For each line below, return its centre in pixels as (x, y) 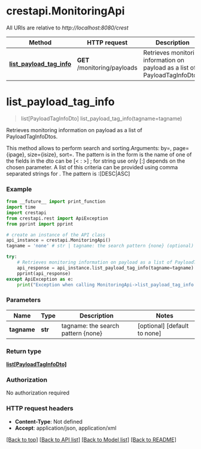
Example (19, 189)
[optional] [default (163, 325)
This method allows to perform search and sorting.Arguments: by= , (89, 148)
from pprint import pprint (40, 224)
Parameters (23, 300)
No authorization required (38, 393)
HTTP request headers (40, 408)
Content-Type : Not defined (48, 421)
